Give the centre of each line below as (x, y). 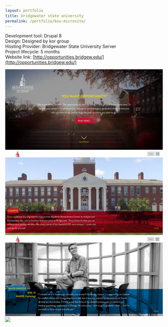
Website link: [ (20, 57)
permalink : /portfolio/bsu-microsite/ (45, 21)
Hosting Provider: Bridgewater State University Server (61, 46)
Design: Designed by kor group (37, 41)
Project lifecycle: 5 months (32, 52)
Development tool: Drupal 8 (33, 36)
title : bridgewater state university (44, 16)
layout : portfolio (24, 10)
